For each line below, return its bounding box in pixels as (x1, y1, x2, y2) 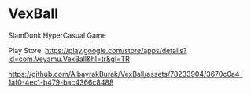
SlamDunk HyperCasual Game (8, 31, 106, 40)
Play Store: (8, 45, 43, 55)
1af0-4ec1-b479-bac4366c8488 (8, 78, 114, 87)
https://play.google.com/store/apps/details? (44, 45, 187, 55)
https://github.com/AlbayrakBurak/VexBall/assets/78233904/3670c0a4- (8, 69, 243, 78)
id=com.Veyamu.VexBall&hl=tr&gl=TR (8, 54, 130, 63)
